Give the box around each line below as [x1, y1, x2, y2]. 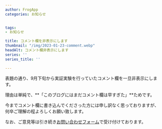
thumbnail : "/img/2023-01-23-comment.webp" [5, 43, 95, 48]
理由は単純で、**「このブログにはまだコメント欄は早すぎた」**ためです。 [5, 92, 155, 98]
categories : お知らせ [5, 12, 46, 17]
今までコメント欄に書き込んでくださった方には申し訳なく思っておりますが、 [5, 102, 159, 108]
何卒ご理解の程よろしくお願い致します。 [5, 108, 87, 114]
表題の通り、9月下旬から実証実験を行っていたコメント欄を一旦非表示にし [5, 75, 153, 81]
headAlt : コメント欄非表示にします [5, 48, 69, 52]
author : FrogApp [5, 7, 38, 12]
